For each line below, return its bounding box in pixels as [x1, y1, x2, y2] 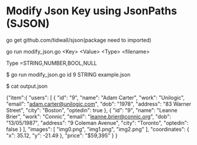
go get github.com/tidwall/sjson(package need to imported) [6, 36, 152, 43]
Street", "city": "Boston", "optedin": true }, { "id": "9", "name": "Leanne [6, 106, 177, 114]
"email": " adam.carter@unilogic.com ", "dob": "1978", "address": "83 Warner [6, 100, 192, 108]
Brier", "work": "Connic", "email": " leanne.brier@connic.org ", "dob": [6, 113, 172, 120]
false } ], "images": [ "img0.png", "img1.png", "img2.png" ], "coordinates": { [6, 125, 189, 133]
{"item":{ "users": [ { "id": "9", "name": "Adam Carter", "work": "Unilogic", [6, 94, 185, 101]
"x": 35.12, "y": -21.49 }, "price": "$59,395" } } [6, 132, 118, 139]
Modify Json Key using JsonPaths [6, 4, 177, 18]
